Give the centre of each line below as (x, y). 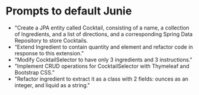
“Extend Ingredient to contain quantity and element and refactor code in (104, 47)
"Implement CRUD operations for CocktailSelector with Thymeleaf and (102, 66)
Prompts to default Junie (69, 11)
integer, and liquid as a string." (52, 85)
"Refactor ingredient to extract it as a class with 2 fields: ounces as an (101, 79)
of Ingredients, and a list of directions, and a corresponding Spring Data (103, 34)
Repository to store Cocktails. (51, 40)
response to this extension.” (49, 53)
